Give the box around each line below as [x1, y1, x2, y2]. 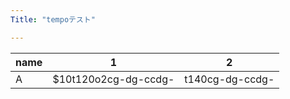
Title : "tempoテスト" [10, 14, 96, 25]
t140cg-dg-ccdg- [184, 72, 275, 86]
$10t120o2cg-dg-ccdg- [52, 72, 175, 86]
